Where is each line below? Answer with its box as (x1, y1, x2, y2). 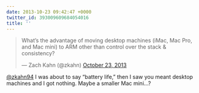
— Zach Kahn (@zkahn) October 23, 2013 (21, 61, 127, 69)
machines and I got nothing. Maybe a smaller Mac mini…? (6, 80, 151, 87)
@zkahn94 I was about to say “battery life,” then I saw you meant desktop (6, 74, 193, 81)
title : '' (6, 20, 32, 26)
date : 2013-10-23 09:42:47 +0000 (6, 9, 92, 15)
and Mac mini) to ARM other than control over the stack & (21, 43, 167, 50)
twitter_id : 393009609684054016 (6, 15, 89, 21)
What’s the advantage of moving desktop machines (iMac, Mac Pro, (21, 37, 193, 44)
